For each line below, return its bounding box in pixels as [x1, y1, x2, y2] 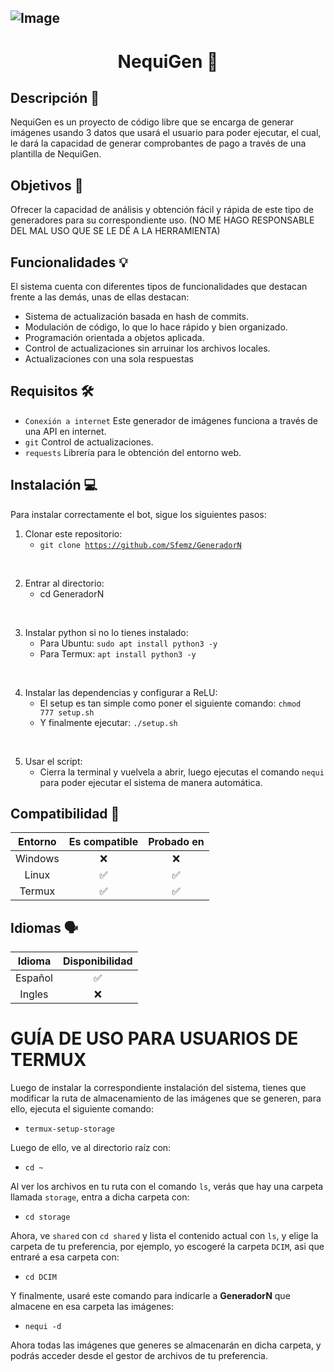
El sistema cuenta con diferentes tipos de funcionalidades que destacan [10, 281, 308, 293]
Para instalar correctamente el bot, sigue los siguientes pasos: [10, 508, 267, 520]
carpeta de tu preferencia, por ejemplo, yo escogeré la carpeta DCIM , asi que [10, 1241, 325, 1253]
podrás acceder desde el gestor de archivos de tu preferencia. [10, 1350, 268, 1362]
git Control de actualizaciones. [24, 436, 154, 448]
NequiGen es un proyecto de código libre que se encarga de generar [10, 116, 294, 128]
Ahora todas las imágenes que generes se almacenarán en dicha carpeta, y [10, 1339, 322, 1351]
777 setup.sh [39, 707, 95, 718]
